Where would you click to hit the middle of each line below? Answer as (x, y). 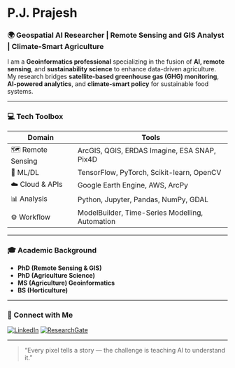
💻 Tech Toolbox (35, 117)
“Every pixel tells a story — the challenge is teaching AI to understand (125, 351)
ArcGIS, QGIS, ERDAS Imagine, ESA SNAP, (147, 150)
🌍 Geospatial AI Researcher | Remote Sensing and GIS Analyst (116, 35)
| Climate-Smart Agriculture (56, 47)
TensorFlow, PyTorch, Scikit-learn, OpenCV (149, 172)
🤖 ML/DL (25, 172)
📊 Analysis (29, 199)
